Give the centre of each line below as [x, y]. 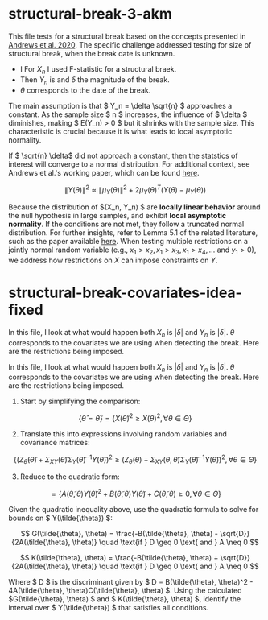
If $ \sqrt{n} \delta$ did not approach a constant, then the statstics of [124, 155]
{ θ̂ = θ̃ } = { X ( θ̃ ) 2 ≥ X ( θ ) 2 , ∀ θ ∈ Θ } [135, 417]
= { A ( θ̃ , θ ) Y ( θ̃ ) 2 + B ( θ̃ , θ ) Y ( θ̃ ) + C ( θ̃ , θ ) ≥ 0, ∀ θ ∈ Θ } [136, 494]
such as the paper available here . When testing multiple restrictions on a [128, 241]
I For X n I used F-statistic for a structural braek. [98, 70]
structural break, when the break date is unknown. [92, 53]
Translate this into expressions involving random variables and [124, 434]
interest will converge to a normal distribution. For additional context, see [129, 164]
